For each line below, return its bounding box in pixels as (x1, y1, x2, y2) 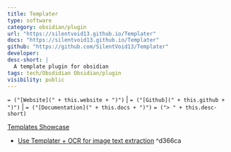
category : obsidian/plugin (7, 23, 87, 30)
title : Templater (7, 10, 59, 18)
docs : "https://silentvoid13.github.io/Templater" (7, 37, 160, 44)
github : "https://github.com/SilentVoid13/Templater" (7, 43, 170, 50)
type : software (7, 17, 52, 24)
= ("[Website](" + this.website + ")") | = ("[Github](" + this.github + (7, 95, 225, 104)
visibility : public (7, 76, 65, 83)
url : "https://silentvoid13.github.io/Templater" (7, 30, 157, 37)
